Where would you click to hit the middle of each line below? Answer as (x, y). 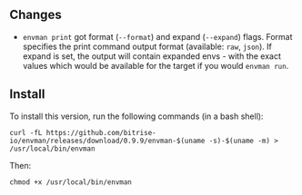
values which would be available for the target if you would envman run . (156, 65)
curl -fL (26, 132)
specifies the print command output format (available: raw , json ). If (147, 46)
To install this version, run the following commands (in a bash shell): (136, 116)
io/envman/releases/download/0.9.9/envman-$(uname (107, 141)
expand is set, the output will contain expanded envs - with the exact (152, 56)
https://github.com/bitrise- (101, 132)
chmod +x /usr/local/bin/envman (70, 182)
